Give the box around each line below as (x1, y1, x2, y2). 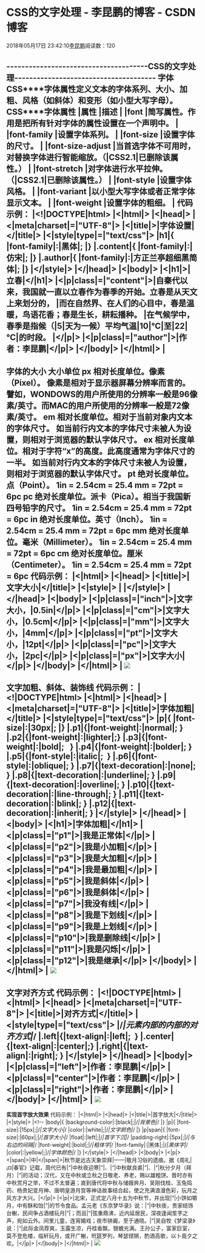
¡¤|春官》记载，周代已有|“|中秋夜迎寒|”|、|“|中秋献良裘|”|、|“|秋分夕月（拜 (6, 1164, 192, 1171)
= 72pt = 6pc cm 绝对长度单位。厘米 (6, 548, 143, 559)
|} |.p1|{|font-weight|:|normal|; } (58, 723, 184, 733)
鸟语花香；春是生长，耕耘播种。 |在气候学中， (22, 310, 195, 320)
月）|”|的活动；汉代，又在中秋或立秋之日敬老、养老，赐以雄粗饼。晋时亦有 (6, 1171, 193, 1178)
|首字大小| (41, 1134, 67, 1141)
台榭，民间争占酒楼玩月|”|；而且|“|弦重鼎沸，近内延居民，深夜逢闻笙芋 (6, 1209, 183, 1217)
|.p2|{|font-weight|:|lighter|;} (6, 732, 121, 743)
